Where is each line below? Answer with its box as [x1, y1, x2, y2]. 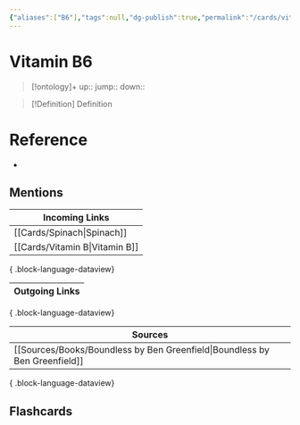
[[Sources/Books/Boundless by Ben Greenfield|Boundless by [13, 344, 270, 356]
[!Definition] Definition [30, 98, 113, 109]
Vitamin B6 [9, 51, 94, 71]
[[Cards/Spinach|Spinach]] [13, 227, 128, 239]
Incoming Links [43, 212, 110, 224]
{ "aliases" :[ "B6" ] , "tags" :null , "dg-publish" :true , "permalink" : [9, 12, 250, 22]
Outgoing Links [13, 285, 80, 297]
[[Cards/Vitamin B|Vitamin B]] [13, 241, 139, 254]
